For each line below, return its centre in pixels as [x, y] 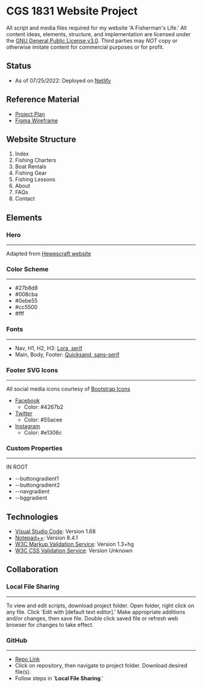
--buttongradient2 [37, 485]
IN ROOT [17, 467]
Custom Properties [35, 448]
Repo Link [27, 659]
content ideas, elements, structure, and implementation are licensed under [99, 34]
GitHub [17, 640]
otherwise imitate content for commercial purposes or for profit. [85, 47]
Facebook [27, 400]
